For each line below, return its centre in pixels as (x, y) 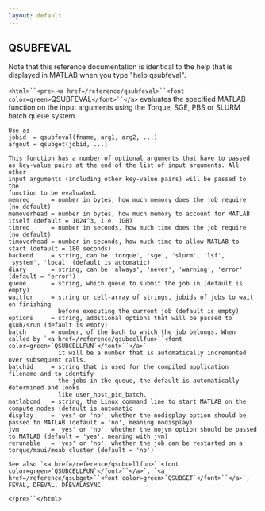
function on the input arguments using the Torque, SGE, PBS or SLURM (124, 107)
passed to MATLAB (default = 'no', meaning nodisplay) (101, 423)
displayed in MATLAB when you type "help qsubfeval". (97, 75)
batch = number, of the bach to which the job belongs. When (122, 332)
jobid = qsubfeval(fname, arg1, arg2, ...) (83, 137)
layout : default (35, 15)
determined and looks (44, 388)
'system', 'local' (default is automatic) (79, 263)
